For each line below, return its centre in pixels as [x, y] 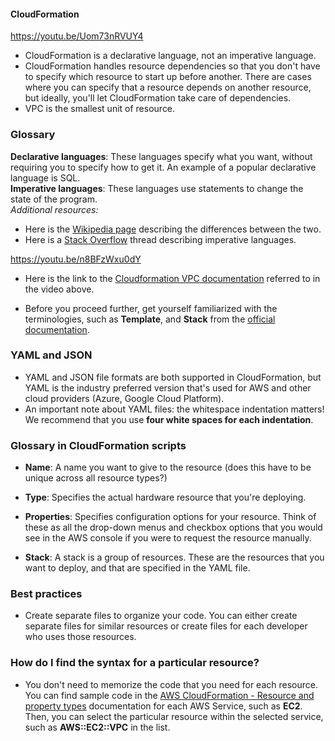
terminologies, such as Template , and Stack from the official [150, 319]
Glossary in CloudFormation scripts [98, 445]
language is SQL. [45, 177]
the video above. [59, 289]
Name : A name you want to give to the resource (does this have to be [168, 467]
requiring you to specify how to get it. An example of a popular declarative [163, 167]
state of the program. [54, 199]
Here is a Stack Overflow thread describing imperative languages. [160, 239]
